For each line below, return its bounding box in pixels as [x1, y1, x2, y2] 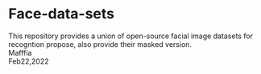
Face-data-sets [8, 5, 115, 23]
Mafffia [8, 48, 32, 57]
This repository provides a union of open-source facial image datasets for [8, 31, 254, 41]
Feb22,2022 [8, 56, 50, 66]
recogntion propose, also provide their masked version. [8, 39, 192, 49]
